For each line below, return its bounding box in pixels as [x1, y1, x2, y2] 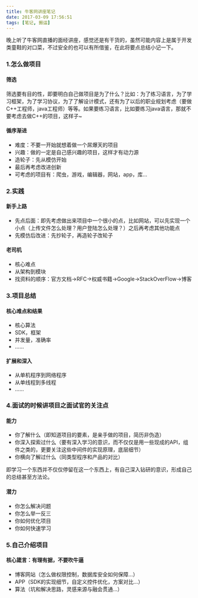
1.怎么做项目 [6, 60, 41, 69]
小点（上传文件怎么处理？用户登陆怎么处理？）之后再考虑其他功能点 [14, 224, 180, 231]
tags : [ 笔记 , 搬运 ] [6, 19, 51, 25]
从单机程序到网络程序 [14, 372, 67, 379]
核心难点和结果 [6, 307, 42, 314]
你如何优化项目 [14, 517, 51, 524]
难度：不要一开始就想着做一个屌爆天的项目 [14, 141, 118, 148]
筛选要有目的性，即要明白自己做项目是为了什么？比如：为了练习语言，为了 [6, 90, 187, 97]
